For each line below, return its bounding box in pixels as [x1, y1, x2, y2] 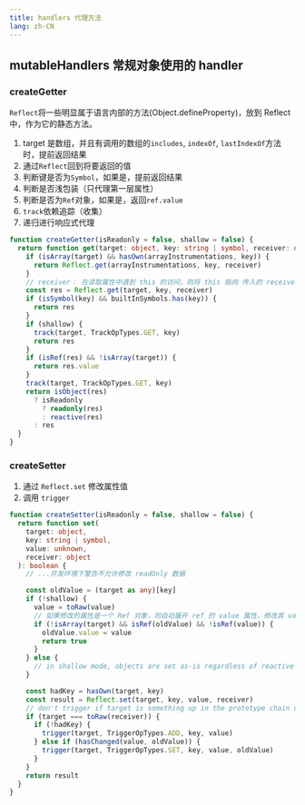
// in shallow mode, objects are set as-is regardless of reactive [33, 662, 295, 672]
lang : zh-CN [9, 22, 54, 31]
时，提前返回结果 [22, 149, 87, 160]
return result [25, 771, 79, 780]
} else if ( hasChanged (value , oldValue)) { [33, 737, 202, 747]
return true [42, 636, 88, 645]
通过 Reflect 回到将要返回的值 [22, 161, 132, 172]
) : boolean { [17, 561, 67, 570]
